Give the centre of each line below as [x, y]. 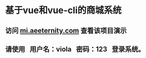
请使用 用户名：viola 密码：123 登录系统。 [75, 49]
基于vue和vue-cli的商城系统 [63, 10]
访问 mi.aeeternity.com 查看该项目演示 [66, 31]
